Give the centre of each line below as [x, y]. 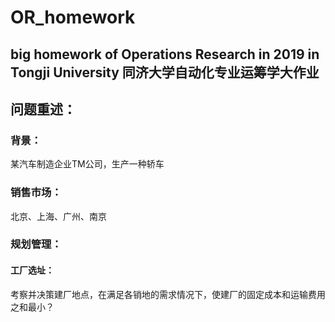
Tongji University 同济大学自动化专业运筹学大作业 [165, 72]
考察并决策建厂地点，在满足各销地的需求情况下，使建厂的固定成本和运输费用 [168, 294]
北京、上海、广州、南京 [58, 216]
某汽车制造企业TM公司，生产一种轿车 [87, 164]
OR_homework [73, 17]
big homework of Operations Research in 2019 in [165, 54]
